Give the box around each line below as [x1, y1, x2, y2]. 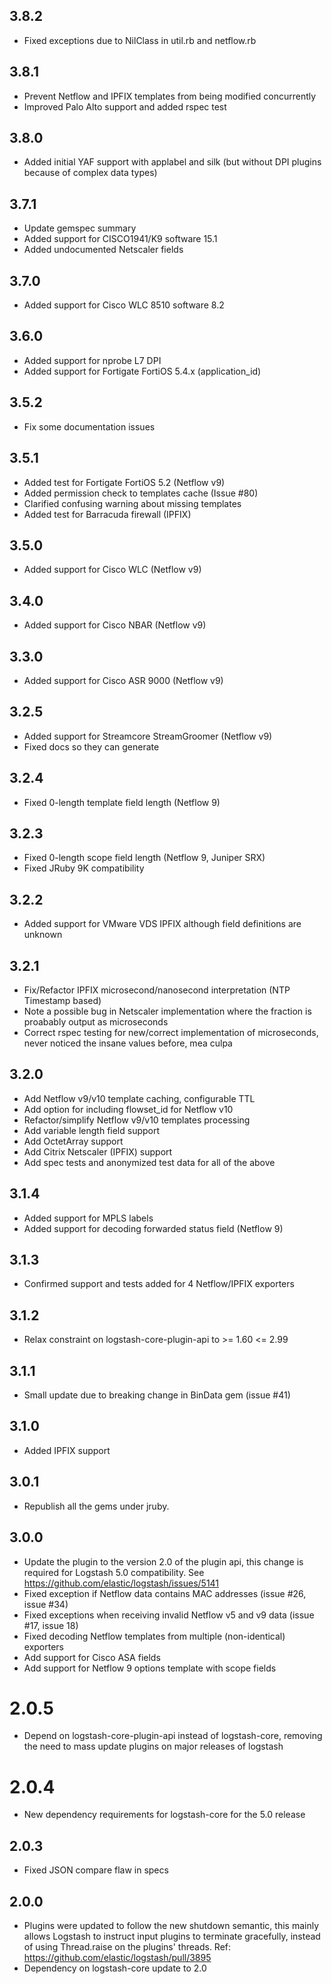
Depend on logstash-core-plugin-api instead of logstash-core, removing [23, 1730, 323, 1742]
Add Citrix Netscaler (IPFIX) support [23, 1145, 173, 1158]
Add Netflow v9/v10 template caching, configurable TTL [23, 1092, 256, 1104]
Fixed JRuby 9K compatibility [23, 862, 145, 874]
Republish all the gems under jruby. [23, 1500, 170, 1512]
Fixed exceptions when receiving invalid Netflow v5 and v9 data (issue [23, 1609, 315, 1621]
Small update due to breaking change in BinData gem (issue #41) [23, 1389, 291, 1401]
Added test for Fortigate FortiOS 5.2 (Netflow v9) [23, 476, 226, 488]
